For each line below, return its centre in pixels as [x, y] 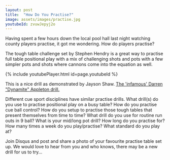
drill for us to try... [24, 152]
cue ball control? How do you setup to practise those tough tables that [79, 110]
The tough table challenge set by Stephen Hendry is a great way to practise [84, 54]
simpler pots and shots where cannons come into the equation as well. [79, 64]
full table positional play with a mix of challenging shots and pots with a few [84, 59]
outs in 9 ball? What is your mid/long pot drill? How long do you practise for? [85, 121]
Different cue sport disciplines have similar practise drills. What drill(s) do [82, 99]
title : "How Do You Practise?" [39, 15]
